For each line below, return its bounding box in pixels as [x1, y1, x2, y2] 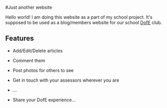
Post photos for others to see [12, 67, 74, 73]
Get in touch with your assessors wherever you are [12, 77, 119, 83]
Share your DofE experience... [12, 96, 76, 103]
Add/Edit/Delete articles [12, 48, 63, 54]
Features [5, 34, 34, 43]
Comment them [12, 57, 46, 63]
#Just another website [5, 5, 52, 10]
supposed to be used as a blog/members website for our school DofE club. [5, 20, 162, 25]
